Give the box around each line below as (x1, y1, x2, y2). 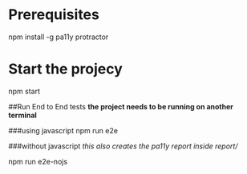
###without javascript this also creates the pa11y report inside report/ (8, 141, 238, 151)
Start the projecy (8, 60, 123, 78)
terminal (8, 110, 38, 120)
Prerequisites (8, 6, 100, 24)
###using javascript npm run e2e (8, 125, 119, 135)
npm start (8, 86, 41, 96)
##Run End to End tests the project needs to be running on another (8, 101, 234, 111)
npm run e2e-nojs (8, 156, 68, 166)
